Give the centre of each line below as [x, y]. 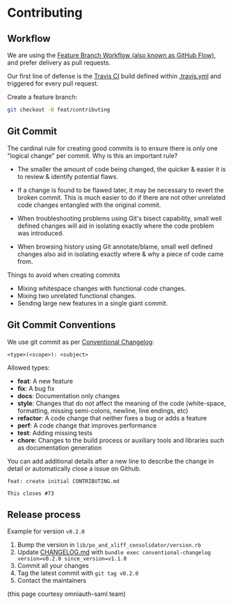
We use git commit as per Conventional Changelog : [81, 342]
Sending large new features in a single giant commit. [93, 303]
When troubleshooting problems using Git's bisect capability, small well [120, 218]
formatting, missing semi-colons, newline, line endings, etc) [103, 410]
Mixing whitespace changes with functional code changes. [102, 288]
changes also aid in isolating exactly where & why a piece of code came [120, 254]
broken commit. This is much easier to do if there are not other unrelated [121, 197]
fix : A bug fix [36, 388]
